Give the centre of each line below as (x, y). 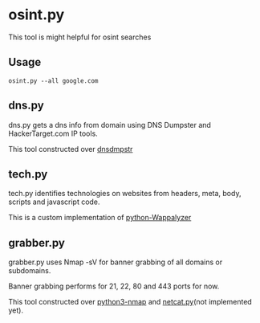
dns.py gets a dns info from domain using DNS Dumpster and (110, 125)
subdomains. (30, 271)
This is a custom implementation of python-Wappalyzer (100, 218)
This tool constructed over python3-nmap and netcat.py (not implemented (130, 302)
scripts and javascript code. (54, 202)
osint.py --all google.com (53, 81)
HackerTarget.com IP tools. (53, 133)
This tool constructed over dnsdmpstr (71, 149)
